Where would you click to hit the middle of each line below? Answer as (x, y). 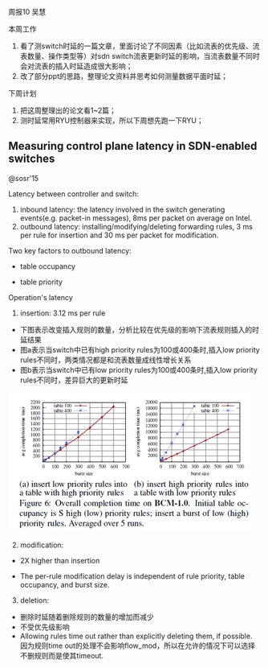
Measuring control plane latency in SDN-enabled (133, 146)
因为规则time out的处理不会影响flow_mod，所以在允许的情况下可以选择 (137, 645)
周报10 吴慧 (27, 12)
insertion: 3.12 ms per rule (63, 313)
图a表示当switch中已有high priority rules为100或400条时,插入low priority (140, 349)
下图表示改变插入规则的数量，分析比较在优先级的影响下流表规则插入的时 (139, 329)
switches (32, 159)
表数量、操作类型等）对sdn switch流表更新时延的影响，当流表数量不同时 (140, 56)
